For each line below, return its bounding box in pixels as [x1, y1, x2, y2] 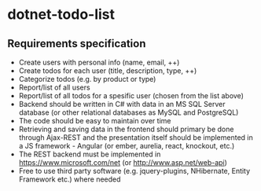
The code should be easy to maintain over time [18, 116, 171, 125]
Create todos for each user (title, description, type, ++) [18, 66, 197, 75]
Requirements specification [7, 37, 146, 50]
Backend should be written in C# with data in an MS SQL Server [18, 100, 226, 108]
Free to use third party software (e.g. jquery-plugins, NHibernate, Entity [18, 167, 251, 175]
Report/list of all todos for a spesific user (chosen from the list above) [18, 91, 244, 100]
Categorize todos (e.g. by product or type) [18, 75, 156, 83]
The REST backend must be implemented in [18, 149, 161, 159]
